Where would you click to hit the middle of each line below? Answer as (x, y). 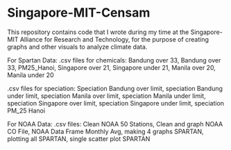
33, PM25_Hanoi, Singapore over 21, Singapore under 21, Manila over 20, (112, 67)
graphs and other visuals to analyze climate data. (77, 47)
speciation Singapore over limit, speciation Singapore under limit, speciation (115, 103)
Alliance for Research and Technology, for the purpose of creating (114, 39)
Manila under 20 (31, 75)
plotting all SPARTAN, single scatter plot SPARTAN (79, 139)
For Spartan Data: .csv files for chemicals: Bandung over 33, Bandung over (114, 60)
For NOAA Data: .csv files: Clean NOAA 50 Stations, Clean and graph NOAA (115, 124)
